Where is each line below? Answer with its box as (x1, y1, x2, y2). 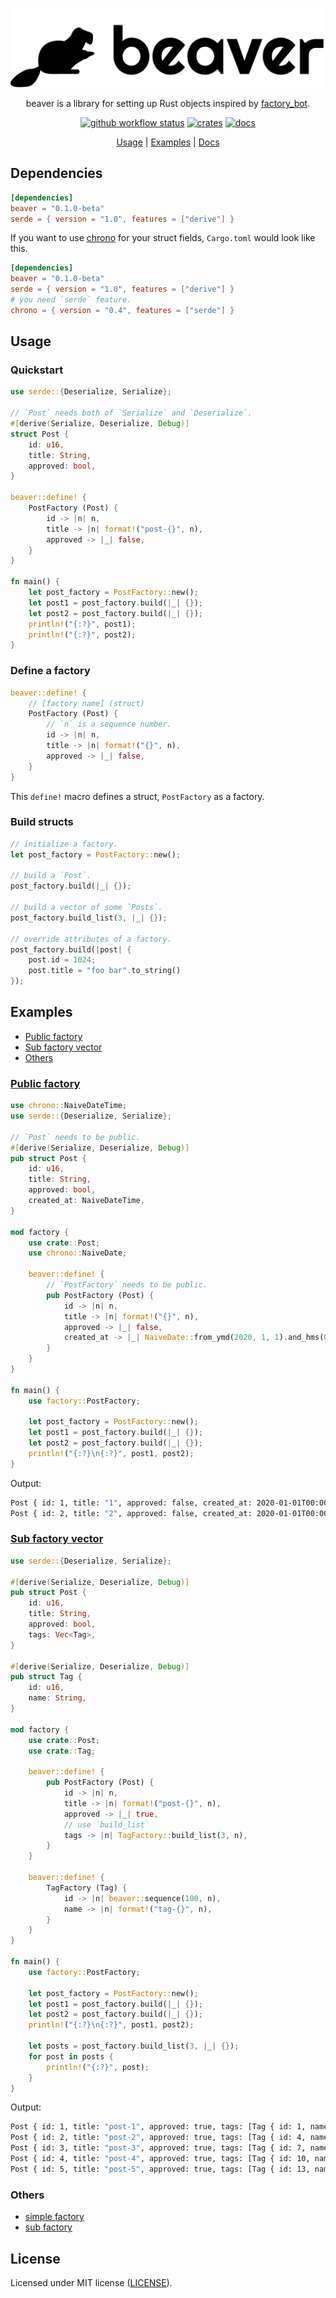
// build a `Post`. (10, 871, 92, 881)
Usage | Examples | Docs (116, 136, 220, 148)
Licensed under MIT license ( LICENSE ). (10, 2276, 173, 2288)
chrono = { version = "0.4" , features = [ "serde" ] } (10, 305, 235, 315)
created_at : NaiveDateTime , (28, 1196, 145, 1206)
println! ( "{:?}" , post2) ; (28, 629, 137, 640)
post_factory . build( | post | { (10, 944, 132, 955)
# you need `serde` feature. (10, 295, 132, 305)
